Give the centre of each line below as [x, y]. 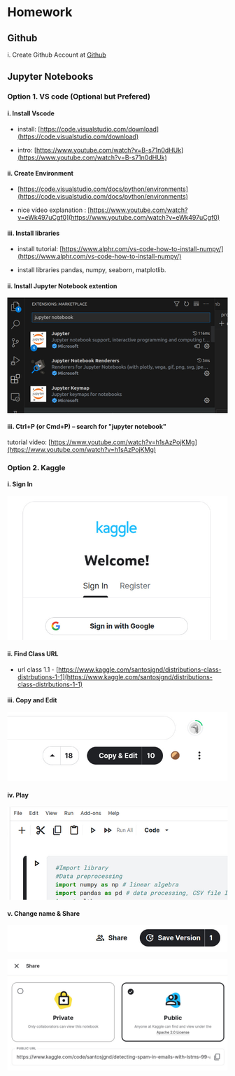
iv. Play [18, 795]
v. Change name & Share [44, 913]
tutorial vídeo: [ [29, 442]
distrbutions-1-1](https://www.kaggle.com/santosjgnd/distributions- [115, 677]
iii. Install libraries [34, 233]
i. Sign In [20, 484]
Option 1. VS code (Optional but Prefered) [79, 97]
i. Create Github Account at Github [57, 55]
